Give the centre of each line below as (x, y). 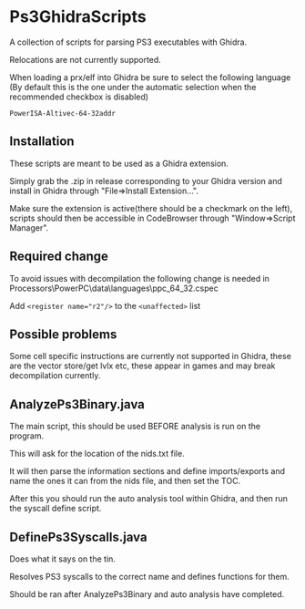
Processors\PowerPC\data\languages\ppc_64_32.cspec (114, 288)
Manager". (29, 227)
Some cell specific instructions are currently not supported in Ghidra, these (150, 356)
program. (27, 436)
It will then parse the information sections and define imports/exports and (147, 471)
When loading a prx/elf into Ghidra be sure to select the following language (150, 77)
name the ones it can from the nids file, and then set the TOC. (125, 481)
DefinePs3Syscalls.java (78, 537)
